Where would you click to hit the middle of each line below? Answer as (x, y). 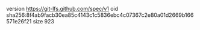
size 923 (43, 21)
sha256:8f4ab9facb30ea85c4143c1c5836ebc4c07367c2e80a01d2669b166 (100, 15)
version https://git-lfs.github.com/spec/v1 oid (62, 9)
